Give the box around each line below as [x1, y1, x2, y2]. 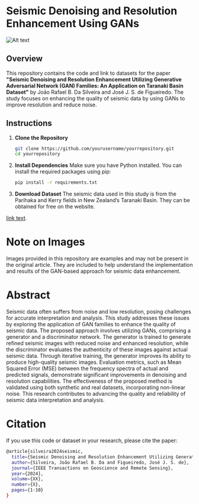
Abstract [6, 288, 50, 302]
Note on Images [6, 235, 85, 249]
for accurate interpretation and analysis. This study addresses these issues [6, 314, 190, 322]
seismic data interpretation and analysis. [6, 396, 105, 404]
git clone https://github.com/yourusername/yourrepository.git [14, 146, 175, 152]
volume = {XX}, [11, 476, 44, 482]
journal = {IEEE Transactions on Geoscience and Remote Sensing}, [11, 465, 174, 471]
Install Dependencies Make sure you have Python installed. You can [14, 162, 182, 169]
